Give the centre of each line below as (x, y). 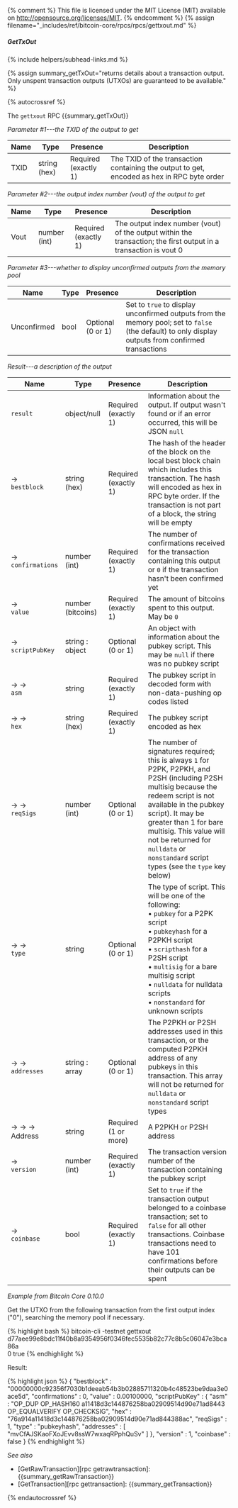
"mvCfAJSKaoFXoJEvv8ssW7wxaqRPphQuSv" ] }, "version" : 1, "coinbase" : (119, 1434)
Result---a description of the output (59, 366)
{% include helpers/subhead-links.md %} (68, 59)
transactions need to (182, 1243)
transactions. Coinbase (186, 1234)
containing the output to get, (158, 167)
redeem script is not (181, 795)
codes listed (168, 701)
